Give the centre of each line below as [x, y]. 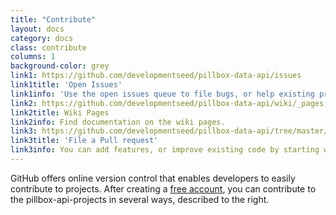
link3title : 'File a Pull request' [84, 141]
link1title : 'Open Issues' [66, 85]
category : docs [42, 38]
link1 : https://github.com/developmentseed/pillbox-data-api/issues [156, 76]
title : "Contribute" [53, 19]
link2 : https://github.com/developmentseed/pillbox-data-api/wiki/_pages [167, 103]
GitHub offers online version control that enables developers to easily [153, 178]
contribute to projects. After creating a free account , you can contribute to [163, 188]
